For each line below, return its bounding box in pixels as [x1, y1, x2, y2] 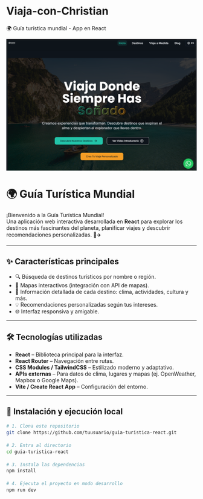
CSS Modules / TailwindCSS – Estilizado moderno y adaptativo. [14, 364, 174, 371]
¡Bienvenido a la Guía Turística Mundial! [6, 211, 105, 218]
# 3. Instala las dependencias [6, 461, 85, 468]
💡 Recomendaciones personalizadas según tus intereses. [14, 301, 158, 308]
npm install [6, 468, 36, 474]
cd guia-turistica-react [6, 449, 69, 455]
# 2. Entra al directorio [6, 442, 71, 448]
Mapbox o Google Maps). [14, 377, 79, 384]
